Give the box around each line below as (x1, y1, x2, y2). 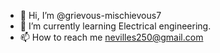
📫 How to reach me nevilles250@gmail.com (19, 31, 204, 43)
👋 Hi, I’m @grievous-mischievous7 (19, 10, 162, 21)
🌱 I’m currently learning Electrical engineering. (19, 20, 212, 32)
